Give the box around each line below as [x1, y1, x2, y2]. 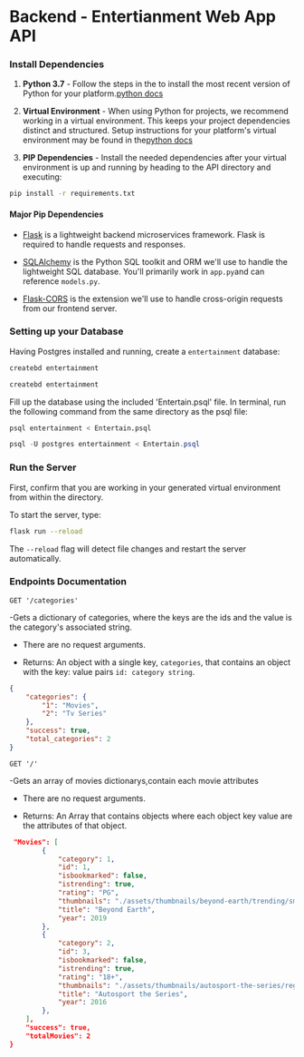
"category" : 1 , [57, 855, 116, 864]
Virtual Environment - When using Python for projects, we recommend [22, 106, 290, 117]
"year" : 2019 [57, 914, 107, 923]
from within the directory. [9, 492, 104, 503]
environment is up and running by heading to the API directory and [22, 161, 271, 173]
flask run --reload [9, 526, 83, 536]
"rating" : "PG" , [57, 888, 119, 897]
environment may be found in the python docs [22, 134, 193, 146]
